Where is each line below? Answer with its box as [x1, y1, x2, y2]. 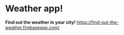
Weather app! [5, 3, 63, 14]
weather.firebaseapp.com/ [5, 24, 60, 30]
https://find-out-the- [76, 19, 119, 25]
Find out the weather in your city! [5, 19, 76, 25]
